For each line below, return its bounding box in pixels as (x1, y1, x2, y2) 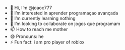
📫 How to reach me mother (10, 26, 68, 32)
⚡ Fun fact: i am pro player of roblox (10, 39, 85, 45)
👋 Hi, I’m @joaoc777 (10, 5, 52, 10)
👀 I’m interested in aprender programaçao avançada (10, 10, 118, 16)
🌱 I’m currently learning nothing (10, 15, 76, 21)
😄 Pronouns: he (10, 33, 44, 39)
